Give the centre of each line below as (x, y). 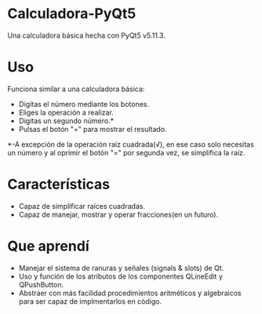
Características (59, 184)
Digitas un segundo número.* (66, 120)
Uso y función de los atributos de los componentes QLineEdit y (120, 276)
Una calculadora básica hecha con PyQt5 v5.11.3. (87, 35)
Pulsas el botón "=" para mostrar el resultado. (93, 129)
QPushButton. (41, 284)
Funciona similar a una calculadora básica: (76, 89)
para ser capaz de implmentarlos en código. (90, 301)
